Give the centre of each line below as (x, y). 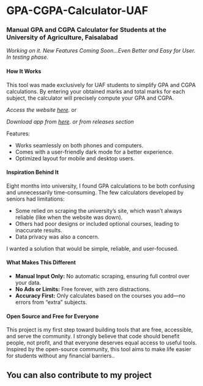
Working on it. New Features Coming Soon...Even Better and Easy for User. (101, 51)
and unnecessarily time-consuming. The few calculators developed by (95, 192)
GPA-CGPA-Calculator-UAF (77, 11)
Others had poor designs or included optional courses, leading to (97, 223)
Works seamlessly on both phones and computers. (79, 145)
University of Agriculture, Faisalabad (62, 37)
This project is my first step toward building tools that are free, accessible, (100, 330)
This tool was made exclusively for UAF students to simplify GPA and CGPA (101, 85)
